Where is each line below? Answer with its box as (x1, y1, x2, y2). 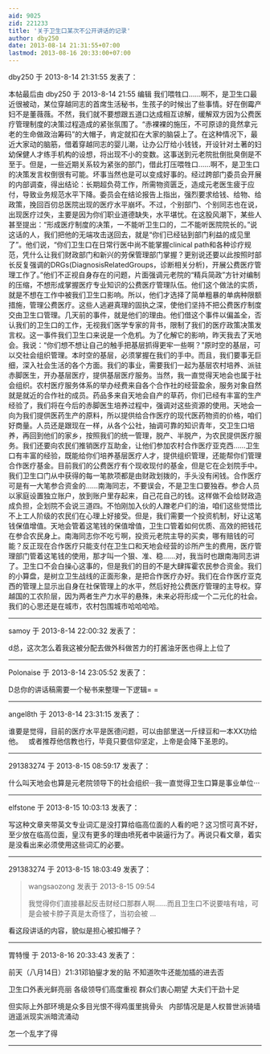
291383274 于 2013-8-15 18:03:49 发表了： (8, 864, 152, 874)
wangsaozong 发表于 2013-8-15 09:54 (27, 881, 156, 891)
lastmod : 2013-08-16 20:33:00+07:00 (8, 49, 131, 57)
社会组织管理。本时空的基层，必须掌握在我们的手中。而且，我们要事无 (22, 350, 255, 360)
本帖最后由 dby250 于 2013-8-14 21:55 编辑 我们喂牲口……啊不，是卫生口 (8, 89, 251, 99)
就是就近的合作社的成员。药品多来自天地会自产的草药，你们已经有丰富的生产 (8, 390, 262, 400)
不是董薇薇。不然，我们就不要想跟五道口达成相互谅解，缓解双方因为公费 (14, 109, 255, 119)
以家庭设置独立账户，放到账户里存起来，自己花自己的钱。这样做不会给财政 (8, 491, 255, 500)
